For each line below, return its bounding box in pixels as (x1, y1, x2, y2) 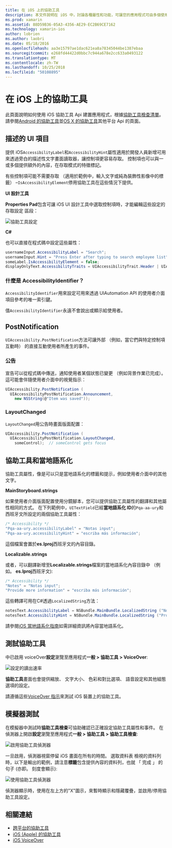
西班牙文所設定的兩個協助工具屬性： (5, 511, 82, 517)
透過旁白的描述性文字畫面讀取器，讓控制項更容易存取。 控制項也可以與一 (9, 155, 164, 162)
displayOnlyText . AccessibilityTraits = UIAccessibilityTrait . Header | (5, 264, 159, 269)
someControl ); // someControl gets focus (14, 440, 106, 446)
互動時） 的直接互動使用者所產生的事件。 (5, 343, 92, 349)
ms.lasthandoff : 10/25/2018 (5, 65, 66, 70)
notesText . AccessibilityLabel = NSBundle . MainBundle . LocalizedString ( (5, 608, 161, 613)
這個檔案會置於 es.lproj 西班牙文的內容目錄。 (5, 541, 98, 547)
